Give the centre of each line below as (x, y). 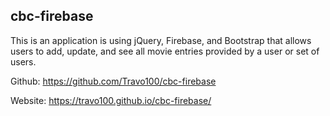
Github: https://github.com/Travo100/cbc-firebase (113, 81)
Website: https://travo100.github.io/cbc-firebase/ (111, 100)
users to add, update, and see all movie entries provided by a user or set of (165, 51)
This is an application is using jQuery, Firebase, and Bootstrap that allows (161, 40)
